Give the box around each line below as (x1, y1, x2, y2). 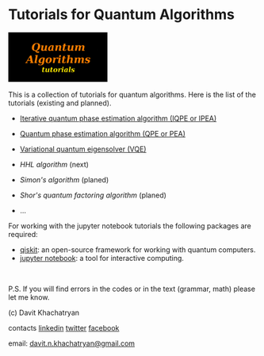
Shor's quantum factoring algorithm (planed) (19, 190, 166, 200)
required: (8, 229, 38, 239)
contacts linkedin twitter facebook (8, 323, 120, 332)
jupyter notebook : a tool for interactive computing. (19, 253, 185, 262)
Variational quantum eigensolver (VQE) (19, 144, 147, 154)
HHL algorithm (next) (19, 159, 90, 169)
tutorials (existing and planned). (8, 98, 112, 108)
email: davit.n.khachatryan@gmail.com (8, 339, 136, 348)
